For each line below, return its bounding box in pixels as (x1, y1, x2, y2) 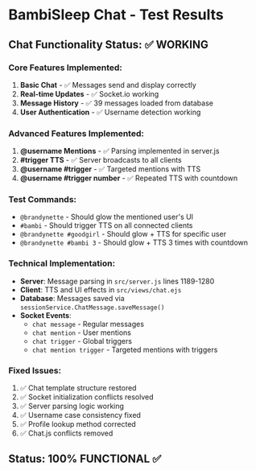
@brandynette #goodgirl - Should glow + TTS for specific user (19, 229, 227, 239)
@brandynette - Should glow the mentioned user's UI (19, 212, 194, 222)
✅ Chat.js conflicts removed (19, 428, 114, 438)
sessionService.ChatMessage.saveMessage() (19, 304, 165, 312)
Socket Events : (19, 310, 72, 320)
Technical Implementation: (8, 258, 115, 269)
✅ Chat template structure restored (19, 383, 137, 393)
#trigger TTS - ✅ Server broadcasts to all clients (19, 155, 183, 165)
